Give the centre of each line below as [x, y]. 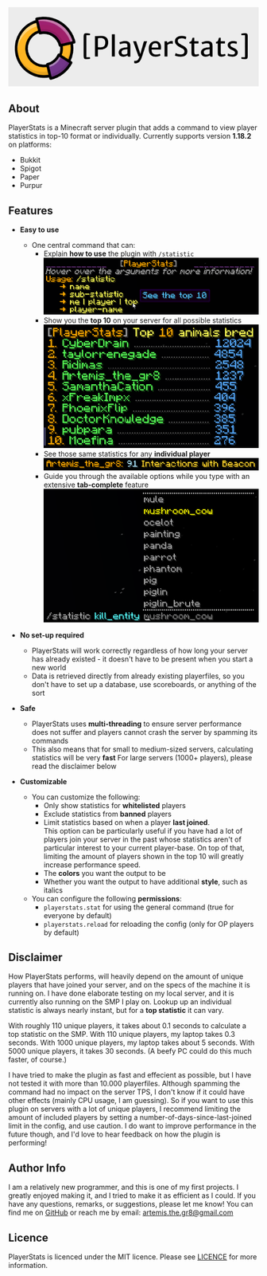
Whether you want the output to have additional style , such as [145, 881]
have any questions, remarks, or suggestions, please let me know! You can [131, 1204]
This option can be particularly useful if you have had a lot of [143, 830]
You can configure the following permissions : [106, 898]
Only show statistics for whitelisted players [115, 805]
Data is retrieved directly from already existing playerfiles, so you [138, 676]
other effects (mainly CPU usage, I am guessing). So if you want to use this [131, 1101]
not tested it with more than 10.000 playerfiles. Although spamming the [124, 1084]
